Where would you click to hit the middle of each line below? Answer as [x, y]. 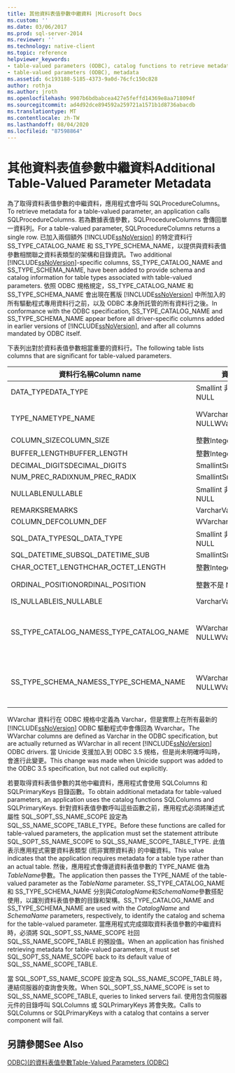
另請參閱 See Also [45, 1044]
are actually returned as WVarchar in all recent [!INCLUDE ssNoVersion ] [109, 744]
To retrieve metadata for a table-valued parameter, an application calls [109, 212]
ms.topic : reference [37, 53]
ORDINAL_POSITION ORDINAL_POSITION [78, 585]
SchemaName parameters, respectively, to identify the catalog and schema [116, 916]
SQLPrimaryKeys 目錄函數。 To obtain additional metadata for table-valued [114, 792]
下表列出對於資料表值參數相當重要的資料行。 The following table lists [106, 348]
